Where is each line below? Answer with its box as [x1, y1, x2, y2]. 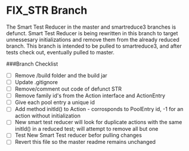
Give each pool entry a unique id [14, 99, 95, 106]
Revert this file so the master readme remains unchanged [14, 138, 156, 146]
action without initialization [14, 112, 81, 119]
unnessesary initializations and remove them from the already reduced [6, 36, 180, 43]
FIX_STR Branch [6, 4, 88, 17]
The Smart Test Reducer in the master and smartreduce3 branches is [6, 23, 176, 30]
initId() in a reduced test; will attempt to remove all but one [14, 125, 159, 132]
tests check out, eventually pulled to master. [6, 48, 114, 56]
